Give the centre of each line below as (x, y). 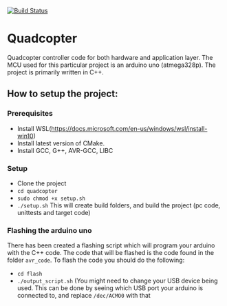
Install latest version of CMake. (61, 143)
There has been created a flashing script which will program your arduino (111, 245)
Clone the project (42, 183)
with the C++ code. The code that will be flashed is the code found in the (111, 253)
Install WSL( (34, 128)
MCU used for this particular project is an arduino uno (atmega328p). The (112, 65)
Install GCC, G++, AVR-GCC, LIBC (65, 150)
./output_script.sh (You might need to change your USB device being (117, 281)
